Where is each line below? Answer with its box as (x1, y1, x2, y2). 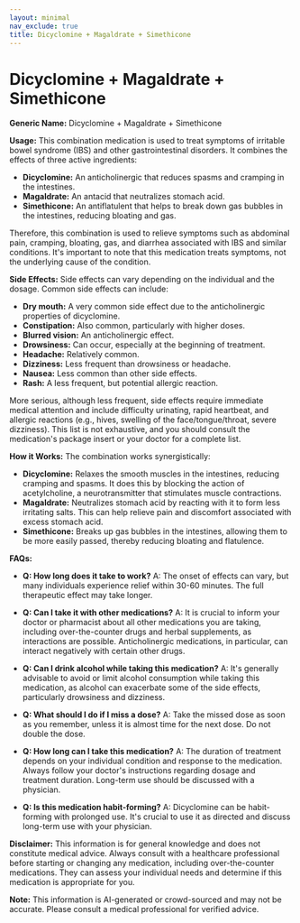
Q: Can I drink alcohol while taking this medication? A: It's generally (22, 663, 279, 674)
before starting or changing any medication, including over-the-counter (9, 858, 275, 869)
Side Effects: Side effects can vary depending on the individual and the (9, 274, 275, 285)
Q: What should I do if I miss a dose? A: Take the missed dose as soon (22, 709, 286, 720)
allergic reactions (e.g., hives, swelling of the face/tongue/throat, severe (9, 414, 277, 425)
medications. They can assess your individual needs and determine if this (9, 867, 282, 878)
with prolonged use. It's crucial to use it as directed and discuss (53, 811, 291, 822)
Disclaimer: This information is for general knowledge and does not (9, 838, 261, 849)
